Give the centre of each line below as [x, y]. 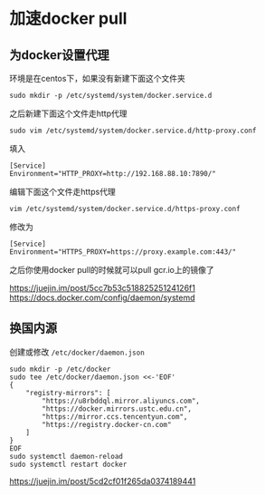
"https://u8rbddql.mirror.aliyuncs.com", [121, 401]
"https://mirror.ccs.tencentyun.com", [115, 417]
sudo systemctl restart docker [68, 464]
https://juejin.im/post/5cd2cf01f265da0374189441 [103, 480]
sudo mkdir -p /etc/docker [60, 369]
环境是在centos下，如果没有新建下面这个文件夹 [97, 78]
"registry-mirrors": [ [68, 393]
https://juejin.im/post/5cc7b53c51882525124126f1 [103, 288]
